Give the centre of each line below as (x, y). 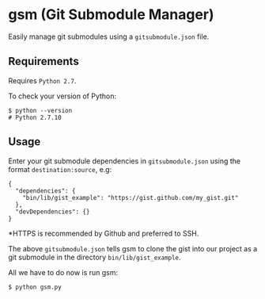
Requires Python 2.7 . (42, 80)
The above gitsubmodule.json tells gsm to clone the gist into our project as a (133, 248)
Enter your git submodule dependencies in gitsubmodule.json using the (125, 161)
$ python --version (40, 110)
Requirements (44, 61)
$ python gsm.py (35, 287)
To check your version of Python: (62, 96)
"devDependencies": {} (53, 212)
